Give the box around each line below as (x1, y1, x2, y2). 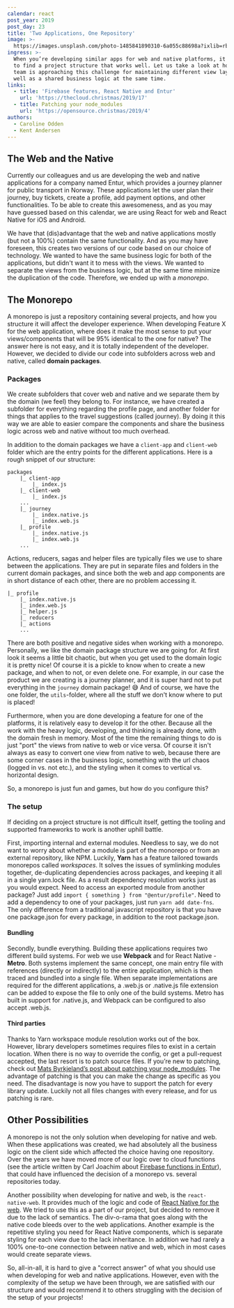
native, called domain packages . (7, 357, 102, 365)
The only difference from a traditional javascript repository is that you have (7, 905, 221, 913)
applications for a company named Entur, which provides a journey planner (7, 178, 223, 187)
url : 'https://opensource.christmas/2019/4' (19, 107, 151, 114)
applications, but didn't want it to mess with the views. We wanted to (7, 259, 204, 267)
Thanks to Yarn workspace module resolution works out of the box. (7, 1035, 201, 1043)
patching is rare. (7, 1094, 54, 1102)
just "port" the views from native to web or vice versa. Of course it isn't (7, 741, 211, 750)
